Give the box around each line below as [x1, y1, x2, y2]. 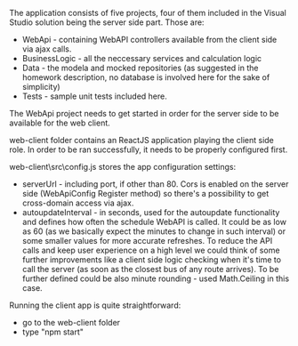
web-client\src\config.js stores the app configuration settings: [9, 162, 237, 172]
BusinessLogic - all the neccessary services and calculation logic [21, 53, 262, 63]
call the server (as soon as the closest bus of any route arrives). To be [21, 264, 279, 274]
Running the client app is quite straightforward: [9, 300, 181, 310]
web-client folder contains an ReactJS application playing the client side [9, 135, 274, 145]
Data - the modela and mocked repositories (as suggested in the [21, 62, 259, 73]
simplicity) [21, 82, 60, 92]
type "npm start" [21, 326, 85, 337]
